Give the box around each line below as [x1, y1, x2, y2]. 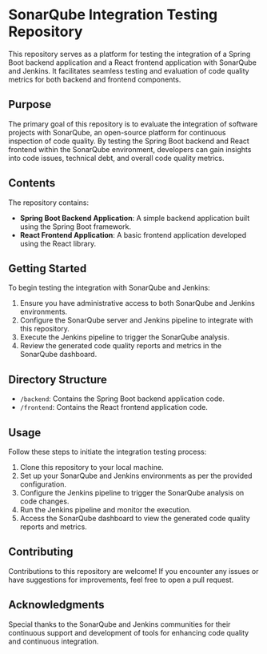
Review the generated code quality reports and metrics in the [19, 341, 222, 351]
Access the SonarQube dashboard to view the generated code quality [19, 514, 250, 523]
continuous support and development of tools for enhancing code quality [8, 628, 249, 637]
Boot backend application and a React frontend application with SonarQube [8, 58, 257, 67]
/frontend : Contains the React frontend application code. [19, 403, 208, 412]
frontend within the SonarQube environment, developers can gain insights [8, 144, 252, 154]
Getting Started [8, 262, 87, 275]
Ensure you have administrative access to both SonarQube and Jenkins [19, 299, 256, 308]
